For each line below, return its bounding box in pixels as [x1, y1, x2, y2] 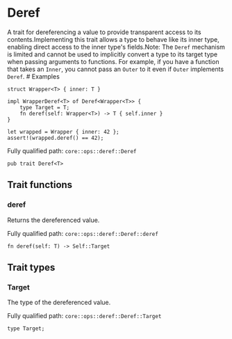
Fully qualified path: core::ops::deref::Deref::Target [7, 312, 162, 320]
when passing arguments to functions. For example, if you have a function [7, 57, 219, 65]
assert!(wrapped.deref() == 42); [7, 134, 104, 141]
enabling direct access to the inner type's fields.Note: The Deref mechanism [7, 42, 226, 51]
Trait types [7, 262, 56, 274]
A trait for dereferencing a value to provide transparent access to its [7, 28, 201, 36]
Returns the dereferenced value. [7, 216, 100, 224]
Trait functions [7, 179, 73, 191]
